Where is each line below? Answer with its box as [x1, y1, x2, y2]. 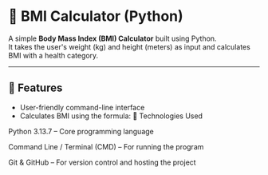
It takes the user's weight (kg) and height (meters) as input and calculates [8, 42, 251, 51]
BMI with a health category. [8, 50, 99, 60]
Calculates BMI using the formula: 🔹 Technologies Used [19, 111, 203, 121]
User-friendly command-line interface [19, 102, 145, 112]
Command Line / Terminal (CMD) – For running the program [8, 141, 204, 151]
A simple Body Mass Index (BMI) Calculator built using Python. [8, 34, 217, 43]
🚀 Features [8, 82, 63, 95]
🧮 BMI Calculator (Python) [8, 7, 183, 26]
